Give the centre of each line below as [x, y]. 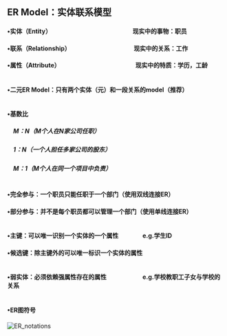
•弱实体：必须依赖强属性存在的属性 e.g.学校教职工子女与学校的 [114, 277]
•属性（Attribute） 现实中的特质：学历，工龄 [108, 65]
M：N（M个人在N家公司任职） [56, 131]
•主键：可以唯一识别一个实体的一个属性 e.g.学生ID [90, 235]
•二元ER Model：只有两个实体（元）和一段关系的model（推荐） [96, 90]
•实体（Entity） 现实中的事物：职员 [97, 31]
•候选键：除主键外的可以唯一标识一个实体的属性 [75, 253]
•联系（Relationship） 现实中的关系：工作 [98, 48]
